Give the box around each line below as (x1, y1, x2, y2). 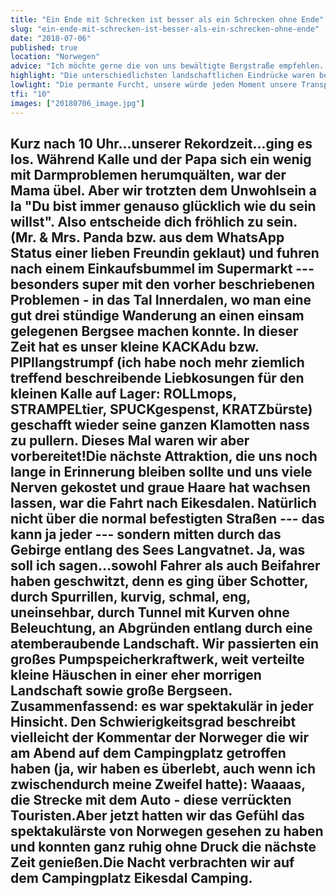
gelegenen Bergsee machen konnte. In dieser (10, 322, 299, 340)
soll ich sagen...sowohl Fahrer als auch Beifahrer (10, 557, 321, 574)
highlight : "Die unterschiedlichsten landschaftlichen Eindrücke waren (10, 71, 315, 81)
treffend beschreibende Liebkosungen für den (10, 369, 305, 386)
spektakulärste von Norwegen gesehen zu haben (10, 822, 324, 840)
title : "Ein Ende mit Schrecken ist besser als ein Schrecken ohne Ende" (10, 14, 325, 25)
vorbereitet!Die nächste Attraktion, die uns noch (10, 447, 318, 465)
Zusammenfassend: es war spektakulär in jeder (10, 697, 314, 715)
